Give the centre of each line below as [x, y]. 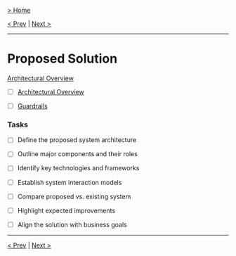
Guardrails [32, 106]
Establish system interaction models [70, 182]
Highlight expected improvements [66, 210]
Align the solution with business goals [72, 224]
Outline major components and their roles [78, 154]
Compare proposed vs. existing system [74, 196]
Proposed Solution [63, 59]
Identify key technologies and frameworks [78, 168]
